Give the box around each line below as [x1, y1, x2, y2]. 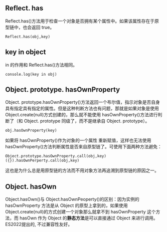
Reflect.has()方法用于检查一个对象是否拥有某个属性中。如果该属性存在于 [5, 18, 155, 24]
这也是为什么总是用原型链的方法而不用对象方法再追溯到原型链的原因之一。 [5, 167, 159, 173]
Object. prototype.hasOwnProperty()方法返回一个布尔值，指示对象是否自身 [5, 99, 160, 105]
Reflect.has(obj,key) [5, 34, 51, 39]
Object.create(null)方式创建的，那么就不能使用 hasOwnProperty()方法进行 [5, 112, 158, 118]
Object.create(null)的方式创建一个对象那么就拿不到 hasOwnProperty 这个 [5, 209, 156, 215]
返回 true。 [31, 24, 55, 30]
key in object [5, 48, 46, 57]
